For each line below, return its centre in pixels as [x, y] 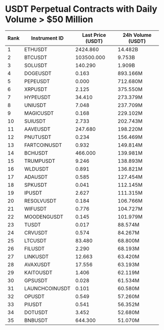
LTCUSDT [35, 240]
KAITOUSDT [38, 272]
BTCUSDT [36, 57]
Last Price [94, 35]
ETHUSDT [36, 49]
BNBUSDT [36, 320]
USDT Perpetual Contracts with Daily [81, 9]
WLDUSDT [36, 169]
